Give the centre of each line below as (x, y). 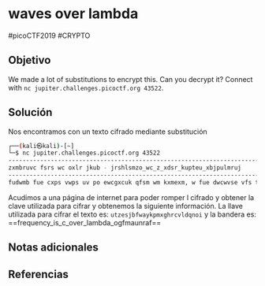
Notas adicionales (53, 248)
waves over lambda (73, 14)
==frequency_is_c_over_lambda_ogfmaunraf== (85, 222)
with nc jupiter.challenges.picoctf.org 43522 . (86, 87)
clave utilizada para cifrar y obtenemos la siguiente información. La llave (125, 206)
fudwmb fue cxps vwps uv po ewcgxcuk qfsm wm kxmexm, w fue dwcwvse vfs (130, 182)
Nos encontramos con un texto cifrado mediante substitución (108, 132)
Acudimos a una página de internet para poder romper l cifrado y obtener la (131, 197)
